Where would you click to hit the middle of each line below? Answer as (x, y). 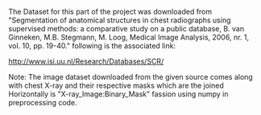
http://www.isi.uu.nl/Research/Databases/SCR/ (86, 61)
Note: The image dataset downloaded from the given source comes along (131, 77)
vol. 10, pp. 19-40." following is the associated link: (92, 46)
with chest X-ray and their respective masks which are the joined (116, 85)
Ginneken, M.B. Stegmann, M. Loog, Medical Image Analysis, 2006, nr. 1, (129, 37)
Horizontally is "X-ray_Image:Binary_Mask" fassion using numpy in (118, 94)
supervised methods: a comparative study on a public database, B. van (126, 29)
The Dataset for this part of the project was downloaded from (110, 12)
